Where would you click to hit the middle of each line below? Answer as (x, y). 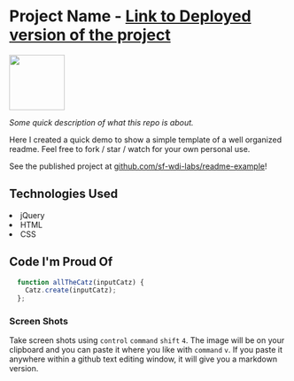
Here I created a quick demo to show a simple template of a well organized (146, 140)
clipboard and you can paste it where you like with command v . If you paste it (146, 350)
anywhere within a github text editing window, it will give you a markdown (143, 359)
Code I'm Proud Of (61, 262)
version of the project (90, 35)
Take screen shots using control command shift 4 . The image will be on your (147, 340)
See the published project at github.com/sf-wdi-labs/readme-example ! (138, 166)
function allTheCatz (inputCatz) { (81, 282)
